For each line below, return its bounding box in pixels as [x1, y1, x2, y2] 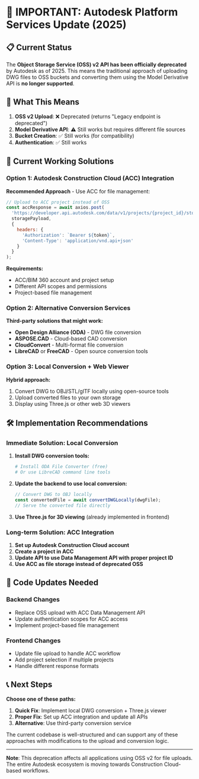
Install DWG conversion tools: [14, 452, 90, 459]
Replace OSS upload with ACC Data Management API [14, 609, 146, 616]
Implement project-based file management [14, 621, 120, 628]
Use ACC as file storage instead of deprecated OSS [14, 561, 143, 568]
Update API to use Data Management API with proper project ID [14, 554, 174, 561]
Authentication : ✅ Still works [14, 139, 87, 146]
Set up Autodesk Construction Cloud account [14, 542, 129, 549]
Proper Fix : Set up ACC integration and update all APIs [14, 713, 148, 720]
